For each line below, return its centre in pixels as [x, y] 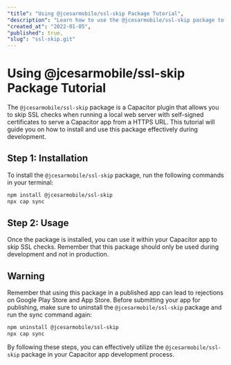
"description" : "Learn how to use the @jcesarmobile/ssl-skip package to [116, 20]
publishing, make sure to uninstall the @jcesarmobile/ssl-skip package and [115, 308]
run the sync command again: [49, 315]
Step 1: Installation [48, 159]
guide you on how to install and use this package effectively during [103, 129]
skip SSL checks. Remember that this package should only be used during [113, 247]
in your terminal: [30, 182]
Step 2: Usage [38, 223]
